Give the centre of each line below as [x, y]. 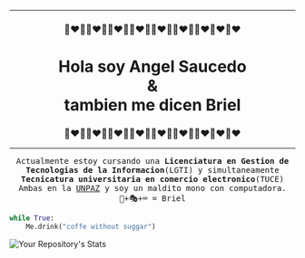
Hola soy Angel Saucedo [152, 67]
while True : [32, 218]
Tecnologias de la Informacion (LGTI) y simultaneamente [152, 170]
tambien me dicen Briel [152, 105]
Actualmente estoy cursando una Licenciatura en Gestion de [152, 161]
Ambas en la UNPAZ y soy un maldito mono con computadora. [152, 188]
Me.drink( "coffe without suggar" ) [91, 227]
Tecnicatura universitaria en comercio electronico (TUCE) [152, 179]
